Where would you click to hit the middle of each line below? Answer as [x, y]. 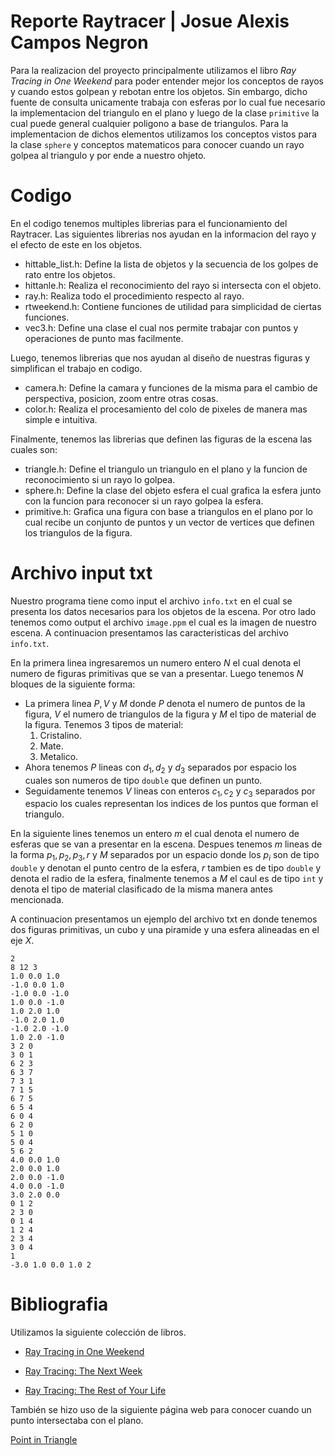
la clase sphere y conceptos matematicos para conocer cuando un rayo [157, 144]
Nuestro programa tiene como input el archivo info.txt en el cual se [151, 601]
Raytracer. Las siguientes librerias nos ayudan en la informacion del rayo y [163, 234]
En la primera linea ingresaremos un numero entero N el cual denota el [155, 662]
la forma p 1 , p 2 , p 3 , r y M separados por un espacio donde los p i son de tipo [165, 856]
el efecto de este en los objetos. [76, 244]
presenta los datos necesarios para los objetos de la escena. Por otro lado [163, 611]
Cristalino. [60, 735]
